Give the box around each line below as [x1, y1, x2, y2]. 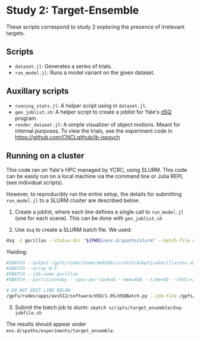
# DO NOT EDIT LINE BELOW [6, 287, 70, 293]
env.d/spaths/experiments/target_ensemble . [6, 326, 115, 333]
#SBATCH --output [6, 260, 49, 266]
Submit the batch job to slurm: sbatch [14, 304, 107, 311]
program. [14, 114, 37, 122]
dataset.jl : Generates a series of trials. [14, 62, 112, 70]
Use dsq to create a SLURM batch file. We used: [14, 226, 132, 234]
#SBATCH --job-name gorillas [6, 271, 79, 277]
